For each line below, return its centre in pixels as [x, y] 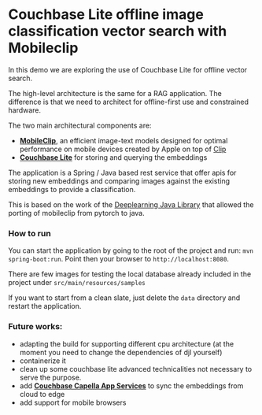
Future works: [35, 327]
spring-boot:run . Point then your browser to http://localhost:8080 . [119, 259]
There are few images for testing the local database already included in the [130, 274]
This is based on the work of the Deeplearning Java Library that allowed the [131, 204]
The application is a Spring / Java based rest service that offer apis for [122, 172]
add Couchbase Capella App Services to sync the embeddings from [131, 385]
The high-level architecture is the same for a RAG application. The [115, 93]
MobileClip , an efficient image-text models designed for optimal [124, 140]
